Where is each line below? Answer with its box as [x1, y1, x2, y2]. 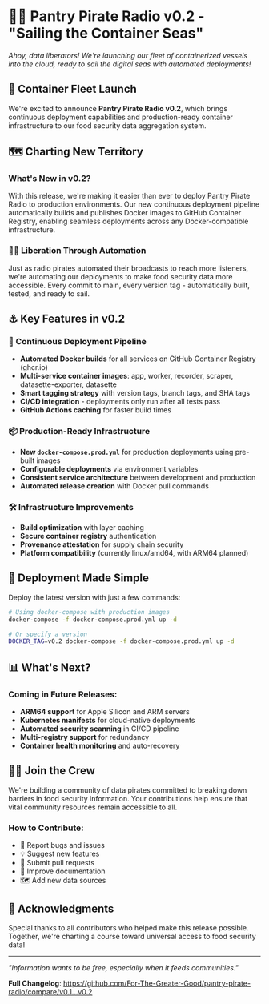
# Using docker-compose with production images [8, 608, 171, 616]
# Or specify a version [8, 630, 88, 638]
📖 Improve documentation [19, 866, 106, 876]
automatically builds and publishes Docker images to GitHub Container [8, 208, 242, 218]
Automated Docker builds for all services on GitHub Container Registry [19, 354, 256, 363]
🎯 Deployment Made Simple [8, 572, 150, 585]
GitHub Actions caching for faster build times [19, 405, 172, 415]
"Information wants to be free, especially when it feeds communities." [8, 962, 239, 972]
